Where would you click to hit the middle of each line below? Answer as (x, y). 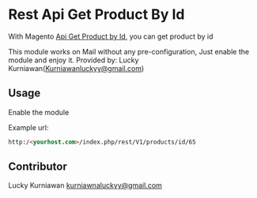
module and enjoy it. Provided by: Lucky (74, 60)
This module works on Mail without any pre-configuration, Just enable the (129, 51)
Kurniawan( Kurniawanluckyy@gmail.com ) (76, 68)
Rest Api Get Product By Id (96, 15)
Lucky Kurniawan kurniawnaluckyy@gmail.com (85, 185)
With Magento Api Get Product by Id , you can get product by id (111, 36)
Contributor (38, 167)
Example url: (28, 127)
